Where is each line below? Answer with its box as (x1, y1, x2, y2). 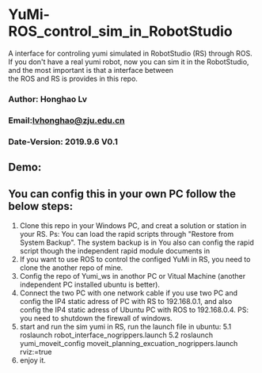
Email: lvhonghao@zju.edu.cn (8, 115, 125, 126)
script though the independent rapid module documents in (19, 245, 211, 255)
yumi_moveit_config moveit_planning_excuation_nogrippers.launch (19, 338, 238, 348)
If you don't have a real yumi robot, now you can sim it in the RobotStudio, (8, 57, 249, 67)
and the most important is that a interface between (8, 65, 174, 74)
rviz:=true (19, 347, 52, 356)
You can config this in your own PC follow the (8, 188, 236, 201)
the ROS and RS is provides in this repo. (8, 74, 139, 83)
